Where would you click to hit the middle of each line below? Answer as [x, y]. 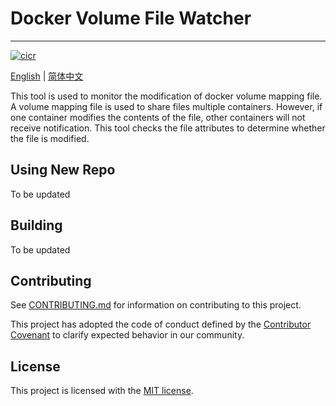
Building [36, 225]
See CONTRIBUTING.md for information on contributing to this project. [156, 305]
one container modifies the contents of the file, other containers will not [158, 117]
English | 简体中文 [47, 76]
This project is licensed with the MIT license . [102, 391]
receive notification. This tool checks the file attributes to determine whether [168, 128]
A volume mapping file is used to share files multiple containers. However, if [166, 106]
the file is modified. [50, 138]
